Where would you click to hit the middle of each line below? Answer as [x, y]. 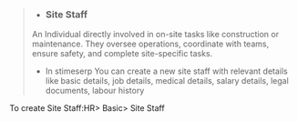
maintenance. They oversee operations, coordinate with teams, [150, 44]
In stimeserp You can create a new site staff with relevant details [167, 71]
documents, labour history [95, 91]
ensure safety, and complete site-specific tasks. [122, 54]
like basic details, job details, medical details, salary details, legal [167, 81]
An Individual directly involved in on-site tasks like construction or [155, 35]
